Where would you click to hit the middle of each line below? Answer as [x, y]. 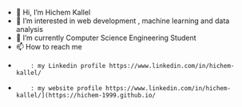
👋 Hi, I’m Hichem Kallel [53, 12]
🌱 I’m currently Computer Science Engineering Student [106, 38]
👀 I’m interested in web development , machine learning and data [123, 21]
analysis [30, 29]
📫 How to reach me [49, 47]
